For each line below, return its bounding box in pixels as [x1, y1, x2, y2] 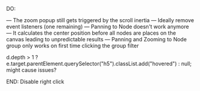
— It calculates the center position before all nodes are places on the [6, 29, 177, 37]
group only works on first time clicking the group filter [6, 42, 139, 49]
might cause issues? [6, 66, 57, 74]
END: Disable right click [6, 78, 65, 85]
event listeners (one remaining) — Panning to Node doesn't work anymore [6, 23, 189, 30]
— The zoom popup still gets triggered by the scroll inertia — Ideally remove [6, 17, 195, 23]
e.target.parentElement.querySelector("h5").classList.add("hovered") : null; [6, 60, 192, 67]
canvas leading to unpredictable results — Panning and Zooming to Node [6, 36, 187, 43]
